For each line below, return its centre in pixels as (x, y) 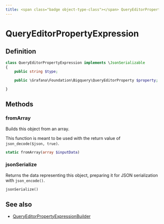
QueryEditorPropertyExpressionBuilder (52, 216)
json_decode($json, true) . (32, 143)
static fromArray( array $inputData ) (43, 152)
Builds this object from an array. (37, 129)
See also (19, 205)
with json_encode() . (25, 180)
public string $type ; (36, 72)
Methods (19, 104)
